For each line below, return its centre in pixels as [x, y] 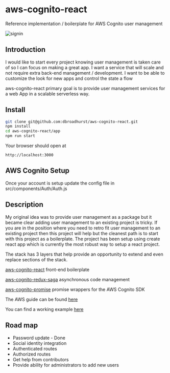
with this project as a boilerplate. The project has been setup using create [83, 239]
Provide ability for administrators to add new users [66, 365]
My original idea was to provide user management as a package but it [79, 217]
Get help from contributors [41, 359]
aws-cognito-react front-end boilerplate [47, 270]
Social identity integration [40, 343]
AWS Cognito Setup [38, 171]
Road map [22, 326]
